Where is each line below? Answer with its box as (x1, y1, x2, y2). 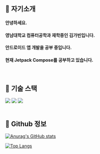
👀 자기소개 (5, 5, 36, 14)
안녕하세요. (5, 20, 28, 26)
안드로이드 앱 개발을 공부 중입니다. (5, 45, 72, 51)
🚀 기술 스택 (5, 84, 38, 93)
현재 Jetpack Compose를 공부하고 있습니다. (5, 57, 94, 63)
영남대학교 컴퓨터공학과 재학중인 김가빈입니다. (5, 32, 95, 38)
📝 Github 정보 (5, 119, 47, 128)
